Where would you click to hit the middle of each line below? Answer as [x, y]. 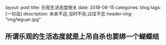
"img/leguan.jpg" [23, 19]
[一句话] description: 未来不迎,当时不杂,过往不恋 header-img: [69, 14]
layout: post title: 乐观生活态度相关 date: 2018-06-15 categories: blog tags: [83, 7]
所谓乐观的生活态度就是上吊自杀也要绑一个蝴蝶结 [82, 37]
